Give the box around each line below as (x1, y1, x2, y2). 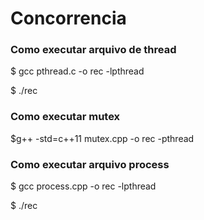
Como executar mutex (10, 110, 121, 124)
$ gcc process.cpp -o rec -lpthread (10, 180, 157, 192)
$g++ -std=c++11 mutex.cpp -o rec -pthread (10, 132, 195, 144)
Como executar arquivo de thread (10, 43, 177, 57)
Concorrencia (10, 7, 127, 30)
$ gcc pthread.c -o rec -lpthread (10, 65, 145, 77)
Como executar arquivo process (10, 157, 170, 171)
